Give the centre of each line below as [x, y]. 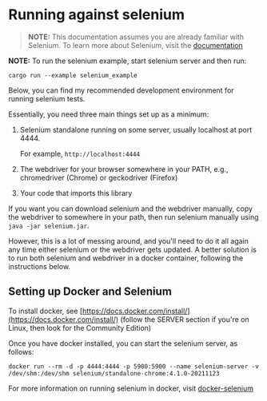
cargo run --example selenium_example [73, 75]
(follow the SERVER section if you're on [185, 319]
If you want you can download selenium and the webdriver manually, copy [131, 208]
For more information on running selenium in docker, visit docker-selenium [131, 388]
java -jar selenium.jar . [49, 225]
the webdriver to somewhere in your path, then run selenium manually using [133, 216]
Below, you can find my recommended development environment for [121, 90]
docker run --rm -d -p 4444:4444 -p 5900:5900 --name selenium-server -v [134, 366]
